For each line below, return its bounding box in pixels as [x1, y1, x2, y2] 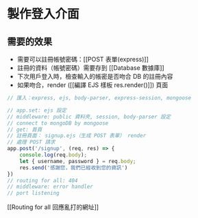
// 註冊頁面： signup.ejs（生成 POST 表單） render [7, 132, 147, 139]
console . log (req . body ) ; [19, 152, 88, 158]
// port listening [7, 190, 60, 197]
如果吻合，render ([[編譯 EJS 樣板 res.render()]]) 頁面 [16, 81, 169, 89]
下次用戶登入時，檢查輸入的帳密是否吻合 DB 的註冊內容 [16, 73, 173, 80]
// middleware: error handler [7, 183, 94, 191]
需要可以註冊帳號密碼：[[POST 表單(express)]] [16, 56, 149, 63]
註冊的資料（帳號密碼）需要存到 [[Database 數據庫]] [16, 64, 164, 72]
